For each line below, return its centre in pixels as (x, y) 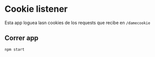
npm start (15, 49)
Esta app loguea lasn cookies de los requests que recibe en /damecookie (77, 23)
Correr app (22, 38)
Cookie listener (36, 9)
